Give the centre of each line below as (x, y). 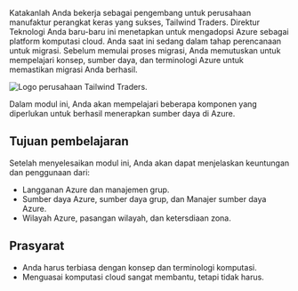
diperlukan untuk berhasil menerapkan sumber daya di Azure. (122, 113)
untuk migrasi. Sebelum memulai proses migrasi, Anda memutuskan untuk (145, 51)
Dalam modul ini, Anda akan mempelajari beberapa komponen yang (133, 104)
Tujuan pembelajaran (69, 141)
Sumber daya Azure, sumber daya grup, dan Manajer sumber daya (144, 198)
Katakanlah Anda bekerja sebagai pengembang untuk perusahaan (130, 13)
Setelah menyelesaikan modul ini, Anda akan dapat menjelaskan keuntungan (149, 163)
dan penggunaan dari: (50, 172)
